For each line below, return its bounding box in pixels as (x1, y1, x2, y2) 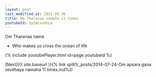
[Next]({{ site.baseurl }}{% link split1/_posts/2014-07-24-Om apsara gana (5, 62, 152, 67)
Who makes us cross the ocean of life (12, 43, 87, 49)
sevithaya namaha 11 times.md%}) (5, 67, 73, 73)
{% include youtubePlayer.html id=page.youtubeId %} (5, 52, 113, 58)
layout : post (5, 7, 31, 12)
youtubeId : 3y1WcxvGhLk (5, 20, 53, 26)
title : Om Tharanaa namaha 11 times (5, 16, 79, 21)
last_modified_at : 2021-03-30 (5, 12, 66, 16)
